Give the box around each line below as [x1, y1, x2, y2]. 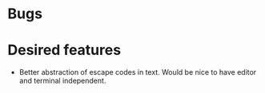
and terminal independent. [18, 76, 106, 86]
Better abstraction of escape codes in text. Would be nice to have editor [18, 68, 257, 77]
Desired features [7, 41, 122, 60]
